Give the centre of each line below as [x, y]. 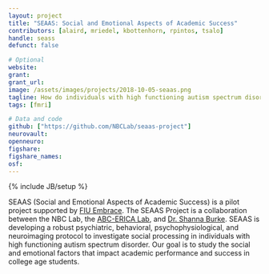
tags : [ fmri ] [30, 105]
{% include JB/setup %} [48, 187]
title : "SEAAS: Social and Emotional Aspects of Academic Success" [123, 23]
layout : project [35, 16]
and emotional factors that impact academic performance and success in [129, 253]
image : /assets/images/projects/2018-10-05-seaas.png [100, 90]
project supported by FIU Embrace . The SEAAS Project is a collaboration [128, 211]
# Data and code [35, 119]
